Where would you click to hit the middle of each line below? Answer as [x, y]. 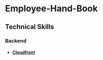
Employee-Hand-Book [51, 9]
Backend [16, 41]
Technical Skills [30, 27]
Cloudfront [24, 53]
